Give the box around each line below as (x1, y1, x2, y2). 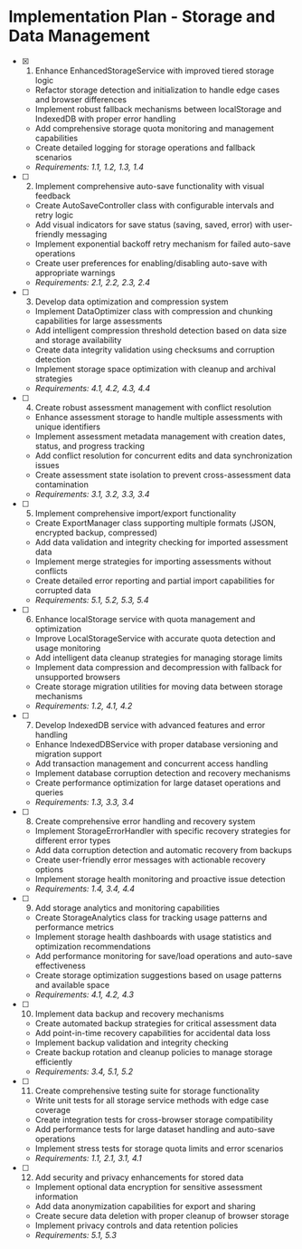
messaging (65, 228, 108, 239)
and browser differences (34, 93, 127, 105)
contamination (34, 478, 90, 490)
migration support (34, 748, 102, 759)
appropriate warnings (34, 267, 116, 278)
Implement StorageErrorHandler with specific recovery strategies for (34, 825, 291, 836)
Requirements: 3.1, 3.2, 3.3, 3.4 (34, 488, 150, 499)
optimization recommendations (34, 940, 151, 952)
